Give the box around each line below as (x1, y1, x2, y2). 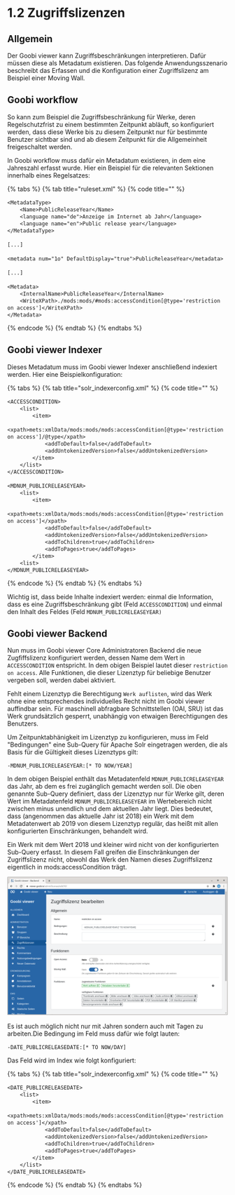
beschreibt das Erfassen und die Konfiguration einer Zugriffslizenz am (7, 67, 209, 74)
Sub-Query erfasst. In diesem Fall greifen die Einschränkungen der (7, 848, 200, 857)
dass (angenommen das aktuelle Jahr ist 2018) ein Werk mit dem (7, 812, 194, 820)
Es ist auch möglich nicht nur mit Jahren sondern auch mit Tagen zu (7, 1022, 204, 1031)
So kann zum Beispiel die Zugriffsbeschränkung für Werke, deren (7, 112, 196, 121)
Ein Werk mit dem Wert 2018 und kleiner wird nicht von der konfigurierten (7, 841, 219, 849)
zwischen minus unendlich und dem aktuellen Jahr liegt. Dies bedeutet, (7, 805, 213, 813)
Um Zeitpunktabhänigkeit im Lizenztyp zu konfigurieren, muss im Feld (7, 733, 208, 742)
